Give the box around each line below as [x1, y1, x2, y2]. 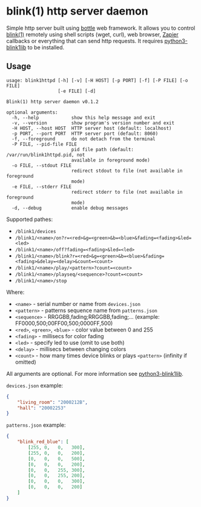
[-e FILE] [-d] [58, 88, 96, 94]
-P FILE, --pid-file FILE [12, 141, 77, 147]
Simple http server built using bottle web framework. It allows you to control [6, 24, 196, 32]
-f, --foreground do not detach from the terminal [12, 135, 156, 142]
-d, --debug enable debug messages [12, 205, 129, 211]
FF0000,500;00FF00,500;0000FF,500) [15, 319, 113, 327]
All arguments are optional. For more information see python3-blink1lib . [6, 370, 183, 377]
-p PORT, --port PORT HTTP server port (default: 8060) [12, 131, 159, 137]
